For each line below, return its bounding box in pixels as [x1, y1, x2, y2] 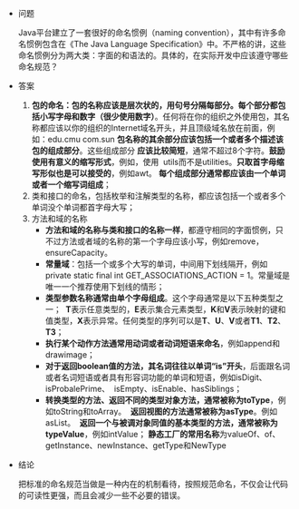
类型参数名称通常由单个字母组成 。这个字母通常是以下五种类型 [44, 293, 276, 303]
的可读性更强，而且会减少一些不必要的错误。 [17, 490, 186, 501]
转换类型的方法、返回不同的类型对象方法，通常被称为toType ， [44, 395, 278, 406]
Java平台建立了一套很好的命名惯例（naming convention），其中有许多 [17, 27, 278, 38]
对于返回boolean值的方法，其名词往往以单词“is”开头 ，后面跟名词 [44, 361, 291, 371]
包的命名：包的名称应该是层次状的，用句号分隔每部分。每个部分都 [31, 100, 278, 111]
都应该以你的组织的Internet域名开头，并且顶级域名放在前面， [39, 122, 267, 133]
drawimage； [44, 349, 95, 360]
